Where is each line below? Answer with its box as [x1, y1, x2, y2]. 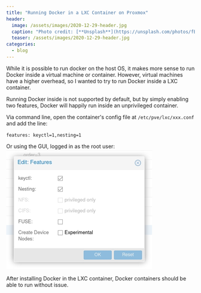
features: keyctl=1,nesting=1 [6, 132, 82, 138]
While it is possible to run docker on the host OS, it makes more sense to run [6, 65, 195, 72]
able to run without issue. [6, 281, 69, 288]
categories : [6, 41, 36, 47]
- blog [11, 48, 28, 54]
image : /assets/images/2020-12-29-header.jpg [11, 22, 127, 28]
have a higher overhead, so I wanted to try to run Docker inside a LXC [6, 77, 178, 84]
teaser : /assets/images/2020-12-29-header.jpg [11, 35, 130, 41]
